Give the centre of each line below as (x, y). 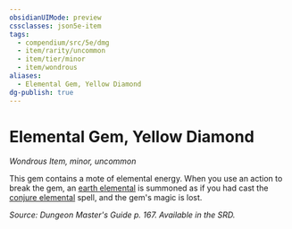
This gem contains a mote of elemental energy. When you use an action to (146, 179)
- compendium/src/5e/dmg (63, 42)
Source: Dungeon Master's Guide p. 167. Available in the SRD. (122, 215)
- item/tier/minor (52, 59)
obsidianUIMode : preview (55, 17)
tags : (19, 34)
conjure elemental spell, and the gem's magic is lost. (106, 198)
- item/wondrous (47, 68)
